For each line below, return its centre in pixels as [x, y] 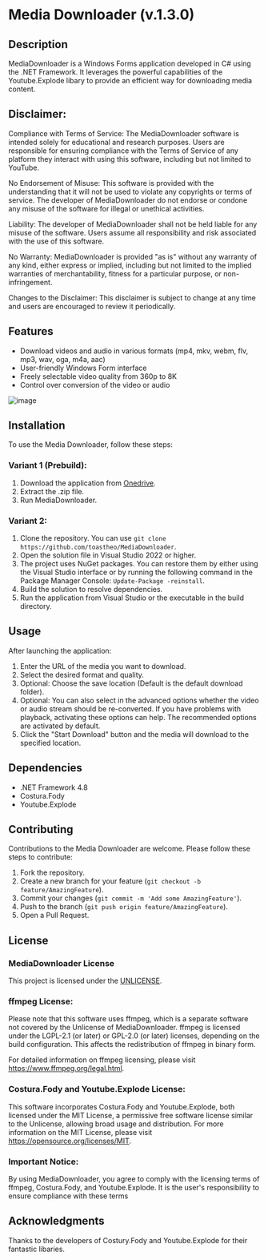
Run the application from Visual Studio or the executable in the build [132, 598]
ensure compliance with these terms [68, 1196]
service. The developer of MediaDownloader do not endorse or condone [128, 200]
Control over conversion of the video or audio [95, 384]
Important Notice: [44, 1161]
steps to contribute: [41, 857]
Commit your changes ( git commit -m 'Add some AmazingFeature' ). [131, 898]
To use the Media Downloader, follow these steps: [91, 445]
